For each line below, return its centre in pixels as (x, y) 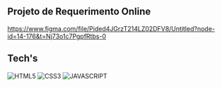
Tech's (23, 58)
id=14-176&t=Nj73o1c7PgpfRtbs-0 (57, 36)
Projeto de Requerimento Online (79, 12)
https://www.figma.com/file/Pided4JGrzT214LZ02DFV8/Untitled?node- (111, 28)
